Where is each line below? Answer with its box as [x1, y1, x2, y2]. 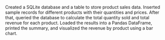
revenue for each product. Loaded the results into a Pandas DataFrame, [5, 20, 153, 26]
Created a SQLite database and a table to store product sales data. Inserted [5, 4, 161, 10]
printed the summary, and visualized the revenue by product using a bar [5, 25, 154, 31]
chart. [5, 31, 17, 36]
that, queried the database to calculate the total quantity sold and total [5, 15, 150, 20]
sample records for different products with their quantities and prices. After [5, 9, 160, 15]
